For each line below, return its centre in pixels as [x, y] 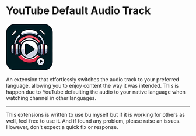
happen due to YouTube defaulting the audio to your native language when [96, 92]
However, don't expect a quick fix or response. [62, 127]
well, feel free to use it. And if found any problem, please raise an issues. [93, 121]
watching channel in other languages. [51, 98]
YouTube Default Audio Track [78, 11]
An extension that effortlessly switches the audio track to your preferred [93, 79]
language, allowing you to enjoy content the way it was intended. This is [92, 85]
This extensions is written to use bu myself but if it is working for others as [96, 114]
